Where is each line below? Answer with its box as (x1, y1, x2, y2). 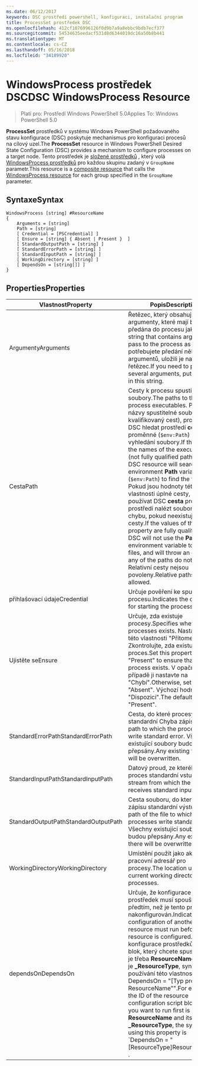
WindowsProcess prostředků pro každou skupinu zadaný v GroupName (6, 159, 175, 166)
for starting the (128, 603, 170, 611)
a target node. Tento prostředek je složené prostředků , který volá (6, 153, 166, 160)
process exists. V (128, 664, 176, 672)
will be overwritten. (128, 754, 181, 762)
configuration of (128, 918, 173, 926)
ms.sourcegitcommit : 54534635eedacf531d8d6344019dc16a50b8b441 (6, 31, 165, 37)
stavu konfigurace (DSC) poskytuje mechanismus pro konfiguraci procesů (6, 134, 186, 141)
